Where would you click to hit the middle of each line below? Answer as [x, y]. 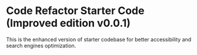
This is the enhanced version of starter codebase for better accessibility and [99, 39]
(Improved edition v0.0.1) [69, 23]
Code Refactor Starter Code [75, 11]
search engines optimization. [41, 46]
